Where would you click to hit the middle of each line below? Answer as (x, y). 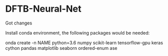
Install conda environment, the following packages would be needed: (78, 33)
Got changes (19, 23)
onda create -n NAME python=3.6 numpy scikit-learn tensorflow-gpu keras (84, 43)
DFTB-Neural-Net (43, 9)
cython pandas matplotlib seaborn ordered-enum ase (61, 48)
